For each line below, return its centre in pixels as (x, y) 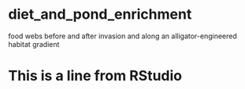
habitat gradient (34, 44)
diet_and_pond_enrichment (100, 14)
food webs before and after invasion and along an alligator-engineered (123, 36)
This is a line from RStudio (95, 76)
